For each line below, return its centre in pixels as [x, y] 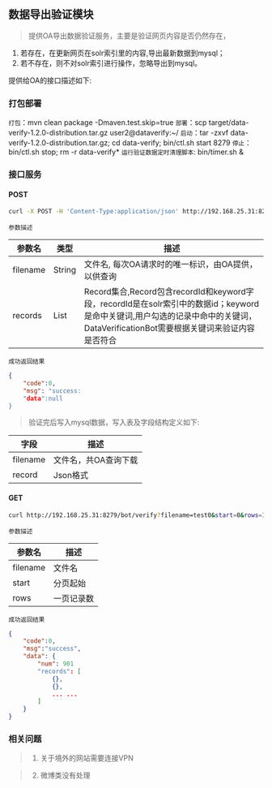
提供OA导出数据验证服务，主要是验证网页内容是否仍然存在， [129, 36]
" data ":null [43, 398]
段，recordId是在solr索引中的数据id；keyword [172, 304]
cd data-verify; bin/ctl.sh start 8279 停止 [178, 143]
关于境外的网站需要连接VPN [87, 758]
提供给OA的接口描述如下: [50, 80]
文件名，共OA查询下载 [96, 460]
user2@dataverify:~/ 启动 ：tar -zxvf [169, 133]
